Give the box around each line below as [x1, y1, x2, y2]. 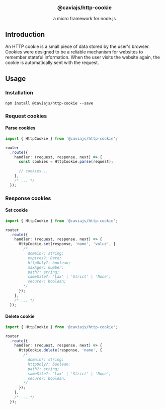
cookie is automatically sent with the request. [5, 60, 99, 66]
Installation [5, 89, 34, 96]
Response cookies [5, 195, 51, 202]
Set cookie [5, 207, 28, 213]
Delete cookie [5, 313, 35, 319]
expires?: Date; [27, 255, 62, 261]
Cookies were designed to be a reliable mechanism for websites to [5, 49, 143, 55]
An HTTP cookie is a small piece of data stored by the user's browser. [5, 43, 150, 49]
